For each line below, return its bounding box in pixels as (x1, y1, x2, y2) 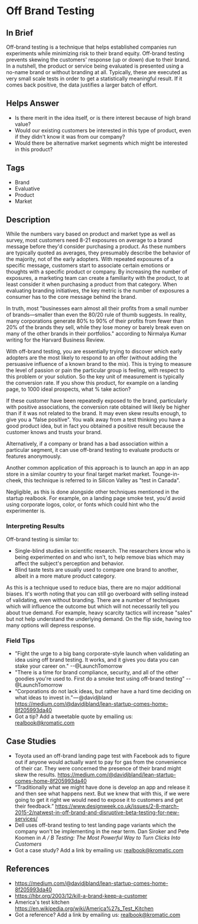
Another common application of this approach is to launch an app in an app (6, 464, 190, 471)
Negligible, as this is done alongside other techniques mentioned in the (6, 488, 179, 496)
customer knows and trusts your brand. (6, 429, 102, 436)
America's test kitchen (14, 898, 70, 906)
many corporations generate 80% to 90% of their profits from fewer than (6, 317, 184, 324)
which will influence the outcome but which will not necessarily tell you (6, 603, 179, 610)
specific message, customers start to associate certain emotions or (6, 262, 170, 269)
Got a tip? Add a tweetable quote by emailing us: (14, 713, 133, 720)
